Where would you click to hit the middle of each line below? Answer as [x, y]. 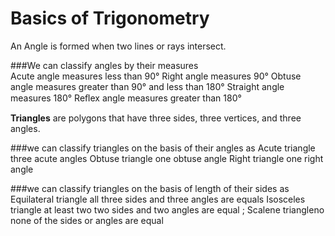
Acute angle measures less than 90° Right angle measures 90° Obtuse [156, 76]
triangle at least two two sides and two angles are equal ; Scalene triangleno [167, 209]
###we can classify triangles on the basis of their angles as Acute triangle [163, 148]
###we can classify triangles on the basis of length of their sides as [150, 188]
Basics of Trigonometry [110, 18]
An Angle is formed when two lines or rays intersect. [118, 46]
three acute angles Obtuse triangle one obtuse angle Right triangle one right [167, 158]
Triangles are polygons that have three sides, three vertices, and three [156, 118]
